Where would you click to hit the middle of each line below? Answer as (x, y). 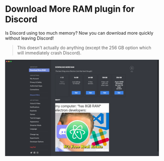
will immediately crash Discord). (49, 53)
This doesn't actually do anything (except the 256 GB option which (84, 47)
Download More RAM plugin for (70, 9)
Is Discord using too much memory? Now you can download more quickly (79, 33)
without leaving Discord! (30, 38)
